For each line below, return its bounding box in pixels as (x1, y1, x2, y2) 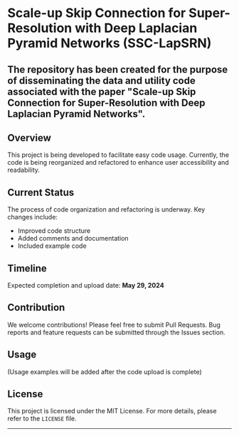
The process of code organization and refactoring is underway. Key (7, 205, 206, 214)
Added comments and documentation (17, 234, 129, 243)
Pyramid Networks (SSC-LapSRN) (7, 36, 212, 51)
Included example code (17, 241, 87, 250)
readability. (7, 165, 41, 175)
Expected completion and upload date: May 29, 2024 (7, 281, 165, 290)
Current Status (7, 186, 75, 198)
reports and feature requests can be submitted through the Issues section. (7, 328, 225, 337)
